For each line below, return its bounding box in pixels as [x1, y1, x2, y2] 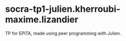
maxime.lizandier [5, 14, 78, 25]
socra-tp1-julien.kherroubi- [5, 3, 121, 15]
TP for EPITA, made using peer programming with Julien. [5, 30, 122, 36]
